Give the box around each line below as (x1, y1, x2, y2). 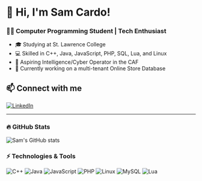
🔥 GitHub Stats (6, 123, 50, 131)
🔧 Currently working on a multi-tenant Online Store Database (14, 65, 166, 72)
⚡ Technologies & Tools (6, 152, 76, 160)
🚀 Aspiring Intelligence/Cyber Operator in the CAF (14, 58, 139, 66)
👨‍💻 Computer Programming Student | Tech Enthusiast (6, 27, 167, 35)
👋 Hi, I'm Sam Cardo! (6, 5, 111, 19)
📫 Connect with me (6, 83, 82, 93)
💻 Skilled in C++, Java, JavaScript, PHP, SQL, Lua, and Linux (14, 50, 167, 57)
